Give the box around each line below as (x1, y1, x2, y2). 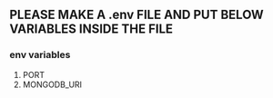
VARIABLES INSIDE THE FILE (9, 22, 174, 37)
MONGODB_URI (22, 79, 83, 90)
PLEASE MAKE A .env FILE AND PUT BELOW (9, 7, 264, 23)
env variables (9, 49, 71, 62)
